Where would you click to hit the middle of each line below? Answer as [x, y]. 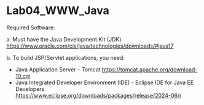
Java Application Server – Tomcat [58, 69]
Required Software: [31, 27]
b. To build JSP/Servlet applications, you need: [65, 57]
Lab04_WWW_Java [58, 11]
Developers [30, 89]
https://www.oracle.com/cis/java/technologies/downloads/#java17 [90, 46]
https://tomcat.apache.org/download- [150, 69]
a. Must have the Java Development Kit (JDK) [64, 39]
